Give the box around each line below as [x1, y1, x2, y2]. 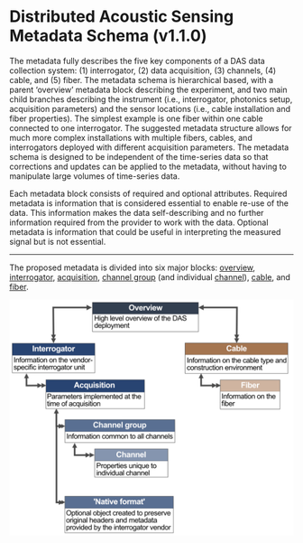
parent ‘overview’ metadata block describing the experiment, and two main [9, 84, 288, 95]
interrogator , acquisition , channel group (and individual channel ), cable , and [9, 271, 291, 282]
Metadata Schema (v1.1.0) [9, 25, 207, 46]
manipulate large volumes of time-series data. [9, 170, 180, 182]
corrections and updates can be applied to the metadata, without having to [9, 161, 287, 172]
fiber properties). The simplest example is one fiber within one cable [9, 113, 263, 124]
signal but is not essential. [9, 236, 106, 247]
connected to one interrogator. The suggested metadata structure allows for [9, 122, 292, 133]
